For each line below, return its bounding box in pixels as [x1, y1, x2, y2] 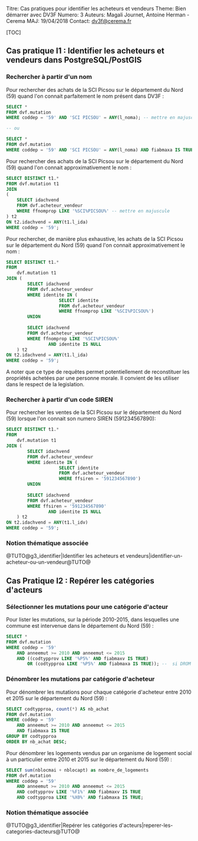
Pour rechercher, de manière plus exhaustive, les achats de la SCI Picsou [6, 235, 184, 242]
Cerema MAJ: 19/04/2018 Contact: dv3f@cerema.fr [6, 18, 131, 24]
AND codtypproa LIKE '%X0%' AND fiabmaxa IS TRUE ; [16, 794, 144, 800]
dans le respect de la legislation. [6, 381, 85, 388]
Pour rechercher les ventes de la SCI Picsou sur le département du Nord [6, 409, 181, 416]
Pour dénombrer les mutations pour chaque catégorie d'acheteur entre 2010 [6, 688, 192, 696]
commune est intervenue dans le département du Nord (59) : [6, 623, 154, 630]
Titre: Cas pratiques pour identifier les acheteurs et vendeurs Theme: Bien [6, 5, 187, 12]
